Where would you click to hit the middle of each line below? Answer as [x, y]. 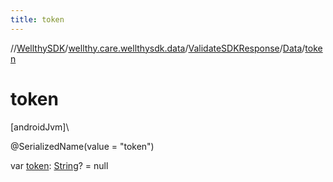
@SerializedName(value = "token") [82, 146]
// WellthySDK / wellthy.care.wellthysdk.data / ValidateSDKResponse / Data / [158, 48]
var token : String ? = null [59, 165]
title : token [37, 19]
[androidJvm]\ [40, 127]
